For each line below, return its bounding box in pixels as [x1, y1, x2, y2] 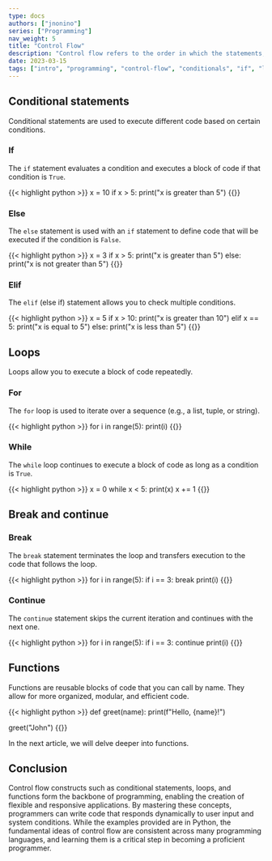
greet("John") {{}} [8, 722, 68, 732]
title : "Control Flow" [8, 42, 85, 50]
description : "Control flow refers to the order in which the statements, [8, 49, 266, 58]
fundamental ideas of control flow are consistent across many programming [8, 826, 261, 836]
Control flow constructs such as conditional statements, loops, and [8, 783, 232, 793]
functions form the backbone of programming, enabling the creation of [8, 791, 244, 802]
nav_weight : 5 [8, 34, 57, 43]
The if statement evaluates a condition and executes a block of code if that [8, 163, 261, 173]
